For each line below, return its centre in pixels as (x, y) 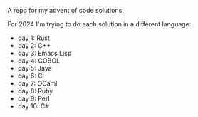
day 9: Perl (33, 98)
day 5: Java (35, 68)
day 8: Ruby (35, 91)
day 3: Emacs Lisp (45, 53)
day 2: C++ (34, 45)
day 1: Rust (33, 38)
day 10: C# (33, 106)
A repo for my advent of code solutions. (66, 10)
